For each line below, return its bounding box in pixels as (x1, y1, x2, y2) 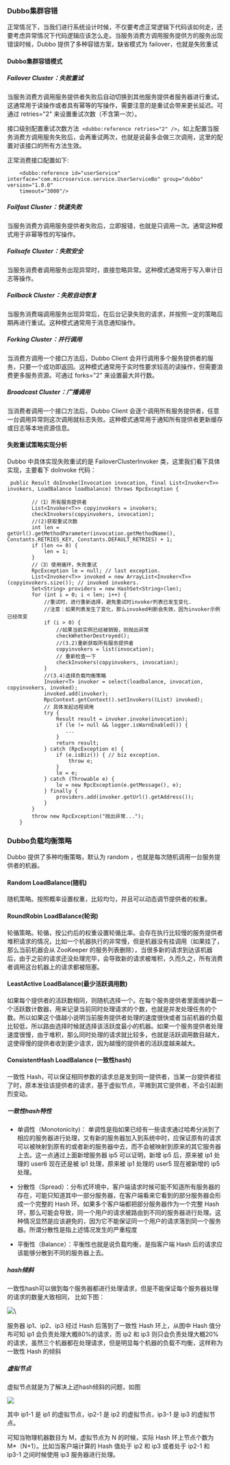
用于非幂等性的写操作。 (12, 230, 79, 238)
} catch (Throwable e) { (43, 775, 115, 782)
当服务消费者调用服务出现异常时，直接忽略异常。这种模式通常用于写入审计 (7, 265, 217, 274)
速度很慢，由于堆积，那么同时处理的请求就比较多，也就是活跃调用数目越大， (7, 1030, 223, 1039)
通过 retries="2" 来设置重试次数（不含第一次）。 (7, 110, 141, 118)
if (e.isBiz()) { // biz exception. (55, 751, 161, 758)
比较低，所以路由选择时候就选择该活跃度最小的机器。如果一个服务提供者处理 (7, 1021, 223, 1030)
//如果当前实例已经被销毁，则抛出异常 (55, 626, 149, 633)
